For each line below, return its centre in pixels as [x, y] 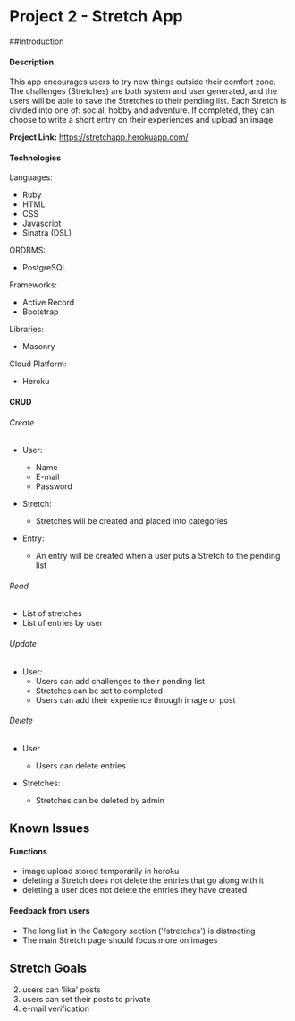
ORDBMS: [28, 250]
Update [23, 643]
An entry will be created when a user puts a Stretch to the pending [158, 556]
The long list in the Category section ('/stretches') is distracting [139, 931]
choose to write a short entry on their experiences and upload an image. [142, 120]
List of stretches [52, 613]
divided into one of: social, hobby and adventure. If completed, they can [142, 110]
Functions [28, 851]
